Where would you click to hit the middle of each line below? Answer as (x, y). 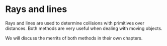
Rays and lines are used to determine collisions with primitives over (75, 23)
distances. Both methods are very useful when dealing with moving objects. (84, 28)
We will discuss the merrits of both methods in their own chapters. (74, 38)
